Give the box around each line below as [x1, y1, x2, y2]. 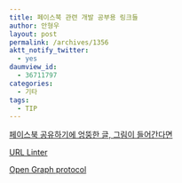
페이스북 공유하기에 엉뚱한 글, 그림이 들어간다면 [9, 130, 173, 140]
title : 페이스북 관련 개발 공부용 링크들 [9, 12, 138, 22]
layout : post [9, 29, 58, 38]
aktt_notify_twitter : [9, 46, 90, 55]
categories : [9, 79, 53, 88]
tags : [9, 95, 29, 105]
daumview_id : [9, 63, 58, 72]
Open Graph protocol [9, 164, 87, 175]
